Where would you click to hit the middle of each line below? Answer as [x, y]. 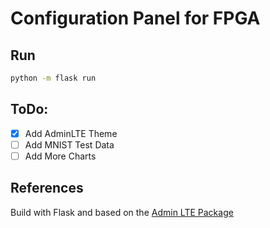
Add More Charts [60, 156]
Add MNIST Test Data [69, 144]
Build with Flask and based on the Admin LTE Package [122, 212]
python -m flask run [53, 78]
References [47, 188]
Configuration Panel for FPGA [135, 18]
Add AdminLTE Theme [71, 133]
